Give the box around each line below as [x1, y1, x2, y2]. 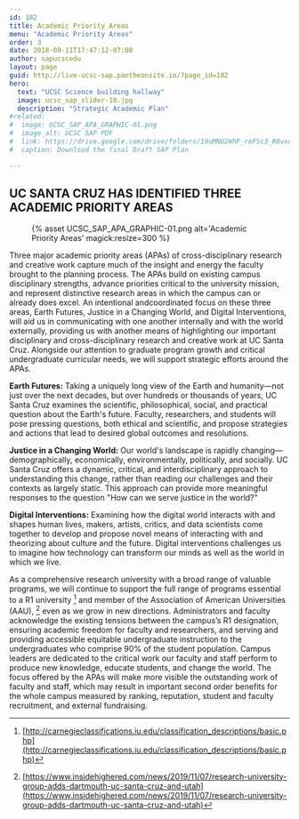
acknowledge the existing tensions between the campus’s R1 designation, [9, 614, 279, 625]
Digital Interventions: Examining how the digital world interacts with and [9, 510, 276, 520]
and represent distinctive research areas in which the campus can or [9, 288, 261, 299]
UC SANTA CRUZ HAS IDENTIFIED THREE [9, 186, 242, 201]
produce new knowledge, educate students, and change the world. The [9, 662, 271, 672]
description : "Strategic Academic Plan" [17, 104, 169, 113]
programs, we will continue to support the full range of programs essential [9, 583, 282, 594]
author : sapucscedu [9, 54, 82, 63]
